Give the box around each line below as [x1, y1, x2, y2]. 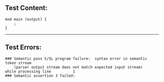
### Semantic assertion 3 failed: [5, 73, 76, 78]
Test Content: [5, 4, 48, 12]
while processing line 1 [5, 69, 76, 74]
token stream [5, 61, 32, 65]
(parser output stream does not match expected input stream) [14, 64, 143, 70]
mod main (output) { [5, 17, 47, 21]
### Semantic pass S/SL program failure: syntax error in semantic [5, 56, 147, 61]
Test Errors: [5, 43, 42, 52]
